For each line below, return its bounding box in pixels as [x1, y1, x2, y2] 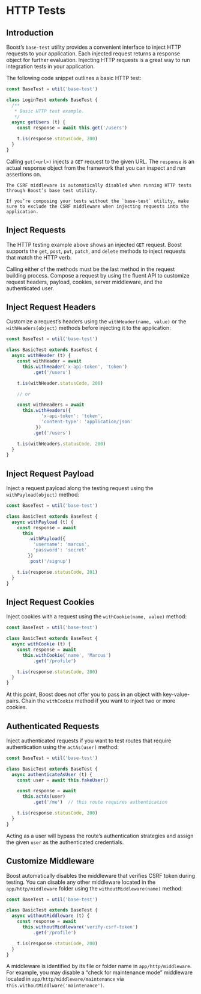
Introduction [6, 28, 54, 38]
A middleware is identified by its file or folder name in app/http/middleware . [6, 963, 192, 970]
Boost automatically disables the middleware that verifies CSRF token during [6, 872, 196, 879]
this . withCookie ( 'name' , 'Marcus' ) [22, 652, 112, 658]
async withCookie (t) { [11, 641, 71, 647]
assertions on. [6, 170, 41, 178]
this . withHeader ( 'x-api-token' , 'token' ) [22, 364, 128, 370]
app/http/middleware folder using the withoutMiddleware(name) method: [6, 884, 183, 892]
